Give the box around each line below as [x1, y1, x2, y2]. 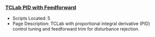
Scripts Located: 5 [12, 15, 50, 21]
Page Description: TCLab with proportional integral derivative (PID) [12, 20, 150, 26]
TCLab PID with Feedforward [5, 4, 76, 11]
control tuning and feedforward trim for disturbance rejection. [12, 26, 139, 32]
